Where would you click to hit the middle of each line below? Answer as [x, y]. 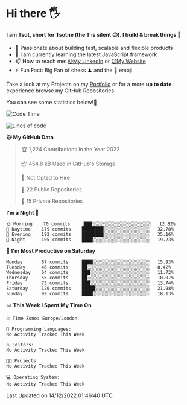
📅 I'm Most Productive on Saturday [51, 251]
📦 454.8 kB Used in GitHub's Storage [68, 164]
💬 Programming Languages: [39, 329]
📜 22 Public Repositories [52, 190]
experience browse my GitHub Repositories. [61, 91]
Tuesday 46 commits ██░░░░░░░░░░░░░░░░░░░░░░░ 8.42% [89, 267]
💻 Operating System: [33, 378]
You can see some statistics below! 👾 [52, 103]
